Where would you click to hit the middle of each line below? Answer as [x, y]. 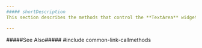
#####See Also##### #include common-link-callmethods [79, 40]
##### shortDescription [36, 12]
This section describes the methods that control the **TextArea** [93, 17]
